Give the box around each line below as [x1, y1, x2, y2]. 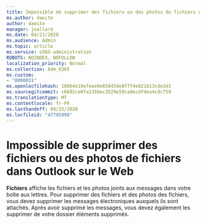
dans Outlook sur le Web [6, 164, 134, 178]
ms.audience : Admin [6, 37, 56, 44]
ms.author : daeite [6, 15, 53, 21]
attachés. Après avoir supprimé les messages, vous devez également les [6, 204, 191, 212]
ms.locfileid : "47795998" [6, 112, 72, 118]
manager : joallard [6, 26, 53, 33]
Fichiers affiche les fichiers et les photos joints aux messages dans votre [6, 185, 191, 192]
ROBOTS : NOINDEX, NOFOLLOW [6, 55, 75, 61]
